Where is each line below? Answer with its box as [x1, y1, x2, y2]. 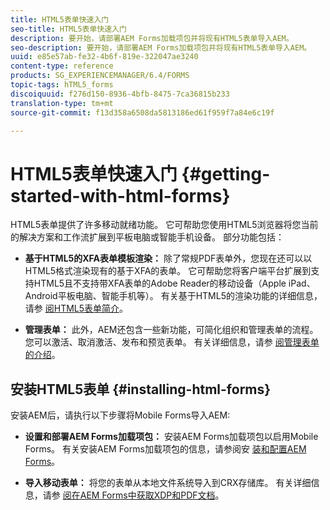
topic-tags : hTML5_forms [10, 80, 114, 90]
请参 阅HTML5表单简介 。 [24, 302, 129, 315]
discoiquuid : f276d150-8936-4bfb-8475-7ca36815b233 [10, 89, 230, 99]
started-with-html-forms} [10, 184, 231, 207]
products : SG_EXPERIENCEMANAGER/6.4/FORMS [10, 71, 190, 81]
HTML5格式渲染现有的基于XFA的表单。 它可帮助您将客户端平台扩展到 [24, 265, 312, 277]
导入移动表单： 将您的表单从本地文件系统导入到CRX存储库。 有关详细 [24, 477, 312, 489]
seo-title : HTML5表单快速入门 [10, 24, 127, 34]
